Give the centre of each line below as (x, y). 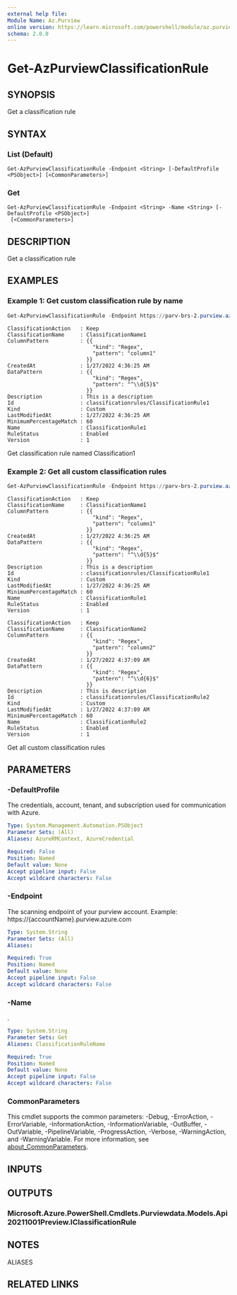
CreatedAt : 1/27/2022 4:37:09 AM (79, 660)
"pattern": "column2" (124, 647)
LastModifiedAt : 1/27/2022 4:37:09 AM (79, 709)
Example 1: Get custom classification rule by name (95, 301)
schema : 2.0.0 (28, 34)
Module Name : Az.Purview (44, 21)
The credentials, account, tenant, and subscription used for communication (117, 805)
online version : (31, 27)
